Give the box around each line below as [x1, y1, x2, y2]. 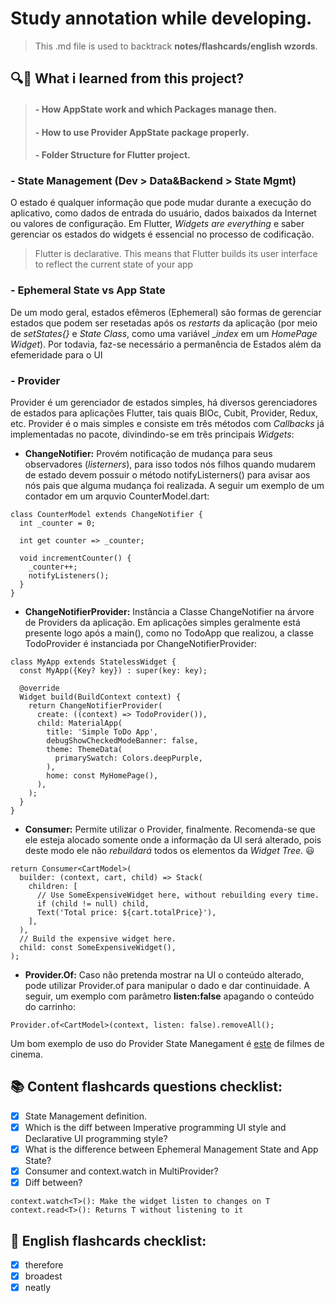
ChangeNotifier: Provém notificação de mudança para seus [24, 448, 273, 459]
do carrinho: [24, 1001, 76, 1012]
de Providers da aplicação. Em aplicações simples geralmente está [24, 617, 301, 628]
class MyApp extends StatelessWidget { [10, 657, 177, 667]
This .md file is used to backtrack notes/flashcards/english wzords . [34, 40, 318, 52]
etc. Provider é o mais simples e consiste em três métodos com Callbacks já [10, 418, 325, 429]
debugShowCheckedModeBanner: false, [46, 736, 199, 746]
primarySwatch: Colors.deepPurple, [54, 753, 203, 763]
